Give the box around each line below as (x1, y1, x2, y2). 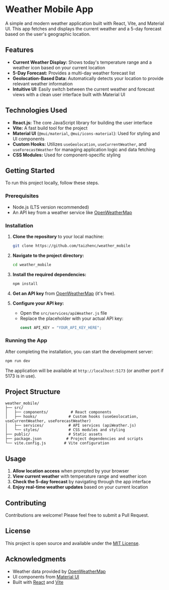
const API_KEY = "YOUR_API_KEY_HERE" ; (20, 325, 102, 330)
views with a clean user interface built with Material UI (12, 91, 125, 97)
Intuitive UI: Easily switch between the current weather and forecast (12, 86, 155, 92)
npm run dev (5, 358, 30, 363)
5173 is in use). (5, 373, 36, 379)
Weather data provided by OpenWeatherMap (12, 568, 106, 574)
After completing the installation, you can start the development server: (5, 348, 153, 355)
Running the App (5, 337, 47, 344)
